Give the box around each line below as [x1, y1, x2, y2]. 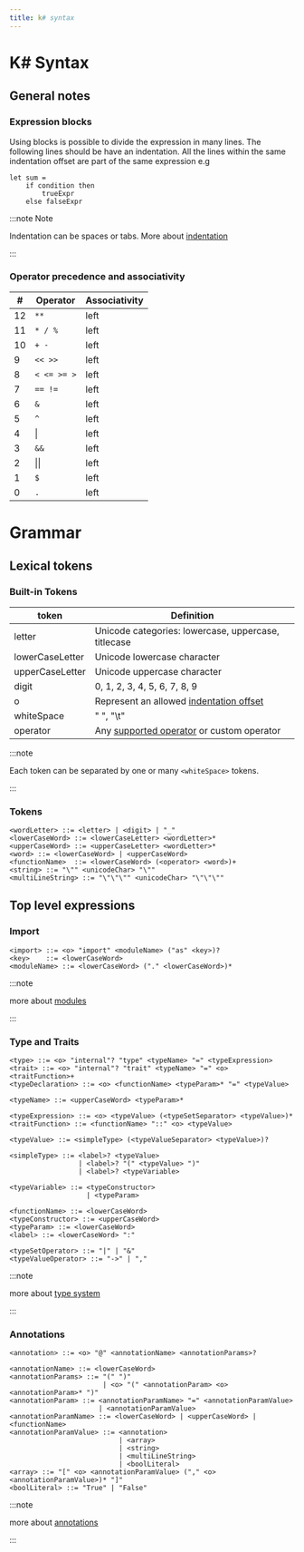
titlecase [94, 636, 131, 649]
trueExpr [42, 189, 75, 198]
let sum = [9, 173, 47, 182]
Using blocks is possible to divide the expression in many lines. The [9, 136, 261, 147]
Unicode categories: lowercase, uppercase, [94, 624, 280, 637]
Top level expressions [9, 898, 136, 913]
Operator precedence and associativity [9, 270, 185, 283]
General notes [9, 88, 90, 104]
